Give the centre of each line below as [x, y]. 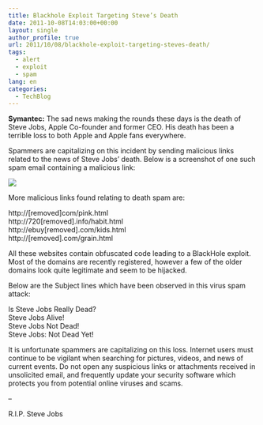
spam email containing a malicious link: [72, 167]
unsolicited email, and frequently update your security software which [122, 375]
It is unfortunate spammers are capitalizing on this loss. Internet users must [131, 350]
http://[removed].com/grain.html [60, 239]
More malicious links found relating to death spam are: [97, 197]
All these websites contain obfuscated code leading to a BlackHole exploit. [130, 254]
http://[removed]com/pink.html [58, 213]
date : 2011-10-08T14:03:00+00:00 [63, 23]
